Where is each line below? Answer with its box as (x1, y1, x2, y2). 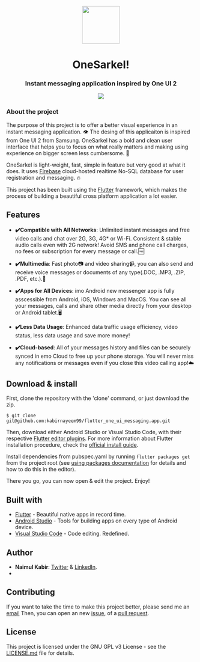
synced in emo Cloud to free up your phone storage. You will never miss (14, 352, 194, 360)
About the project (6, 108, 59, 116)
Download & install (6, 379, 77, 389)
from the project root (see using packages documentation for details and (6, 459, 186, 467)
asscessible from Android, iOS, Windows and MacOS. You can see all (14, 295, 187, 303)
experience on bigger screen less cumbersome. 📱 (6, 149, 130, 156)
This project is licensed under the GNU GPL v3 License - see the (6, 643, 166, 650)
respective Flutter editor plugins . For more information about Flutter (6, 435, 173, 442)
